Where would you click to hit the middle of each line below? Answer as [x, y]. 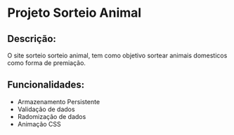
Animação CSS [39, 124]
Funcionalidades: [46, 85]
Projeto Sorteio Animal [74, 13]
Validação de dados [46, 109]
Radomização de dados [52, 116]
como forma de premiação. [47, 63]
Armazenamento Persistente [59, 101]
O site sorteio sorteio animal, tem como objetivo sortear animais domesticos [117, 55]
